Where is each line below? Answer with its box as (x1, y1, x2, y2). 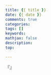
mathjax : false (5, 36, 37, 41)
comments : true (5, 17, 37, 22)
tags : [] (5, 26, 24, 31)
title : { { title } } (5, 7, 46, 13)
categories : (5, 21, 30, 27)
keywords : (5, 31, 26, 36)
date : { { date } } (5, 12, 42, 17)
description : (5, 41, 33, 46)
